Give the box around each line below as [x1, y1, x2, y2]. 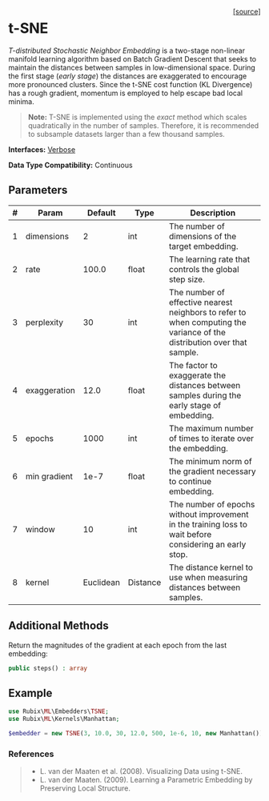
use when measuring [168, 571, 248, 583]
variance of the [168, 326, 226, 338]
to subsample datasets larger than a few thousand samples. [27, 129, 226, 138]
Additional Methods [8, 619, 110, 633]
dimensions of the [168, 230, 237, 242]
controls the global [168, 263, 239, 274]
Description [190, 207, 236, 218]
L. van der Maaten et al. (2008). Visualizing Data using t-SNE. [39, 767, 243, 776]
